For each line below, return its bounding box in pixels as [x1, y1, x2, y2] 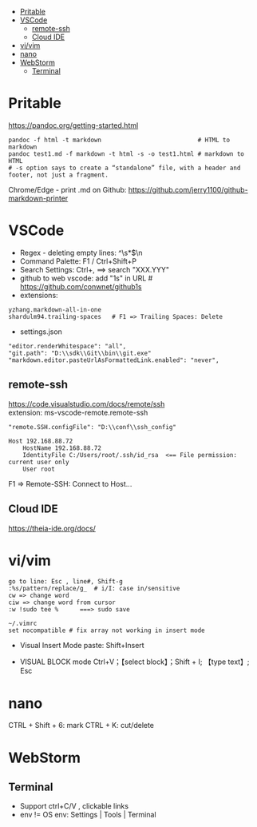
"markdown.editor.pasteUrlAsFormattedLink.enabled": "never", [8, 356, 219, 364]
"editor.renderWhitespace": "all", [8, 342, 127, 350]
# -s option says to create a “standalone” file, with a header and [8, 164, 241, 172]
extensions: [19, 290, 58, 300]
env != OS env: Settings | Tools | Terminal [19, 810, 157, 820]
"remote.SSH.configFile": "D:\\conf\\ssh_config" [8, 423, 177, 431]
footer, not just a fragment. [8, 171, 109, 179]
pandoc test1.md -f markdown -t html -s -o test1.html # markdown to [8, 149, 245, 158]
